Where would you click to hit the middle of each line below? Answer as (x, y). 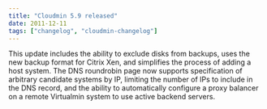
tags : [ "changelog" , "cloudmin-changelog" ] (83, 31)
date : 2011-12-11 (38, 23)
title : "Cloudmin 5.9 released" (63, 16)
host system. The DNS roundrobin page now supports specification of (125, 71)
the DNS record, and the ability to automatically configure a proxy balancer (133, 88)
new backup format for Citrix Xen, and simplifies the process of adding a (130, 62)
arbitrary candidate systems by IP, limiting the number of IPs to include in (131, 80)
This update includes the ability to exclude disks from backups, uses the (129, 54)
